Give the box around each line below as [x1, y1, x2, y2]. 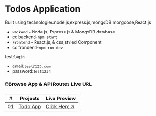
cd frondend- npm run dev [12, 44, 63, 50]
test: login [5, 53, 25, 59]
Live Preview [45, 95, 76, 102]
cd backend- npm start [12, 34, 58, 40]
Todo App [18, 103, 41, 110]
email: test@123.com [12, 63, 51, 69]
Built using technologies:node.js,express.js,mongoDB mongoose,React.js [5, 19, 152, 25]
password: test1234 [12, 68, 51, 74]
